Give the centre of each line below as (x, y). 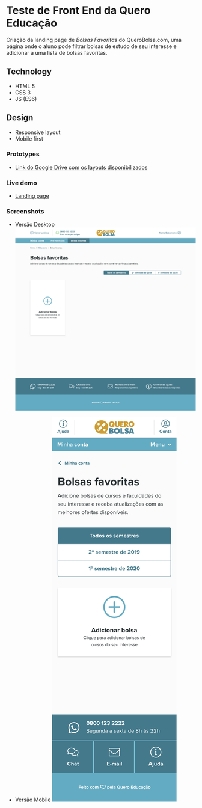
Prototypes (23, 154)
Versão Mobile (33, 800)
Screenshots (25, 212)
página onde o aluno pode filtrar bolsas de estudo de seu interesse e (92, 46)
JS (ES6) (26, 99)
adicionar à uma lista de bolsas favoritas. (57, 52)
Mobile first (29, 138)
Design (20, 118)
